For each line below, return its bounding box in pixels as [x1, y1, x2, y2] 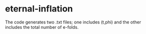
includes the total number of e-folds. [5, 24, 79, 30]
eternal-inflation [5, 3, 73, 14]
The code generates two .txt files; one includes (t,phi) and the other [5, 19, 142, 25]
